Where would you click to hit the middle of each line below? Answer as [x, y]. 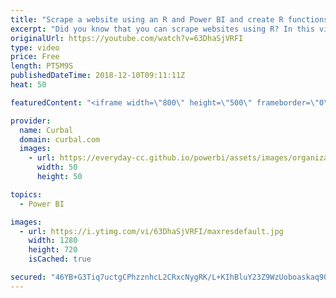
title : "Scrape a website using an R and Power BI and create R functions [169, 19]
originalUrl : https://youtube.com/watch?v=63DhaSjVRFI [127, 38]
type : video [35, 47]
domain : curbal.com [60, 139]
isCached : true [60, 259]
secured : [28, 277]
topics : [26, 194]
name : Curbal [46, 130]
